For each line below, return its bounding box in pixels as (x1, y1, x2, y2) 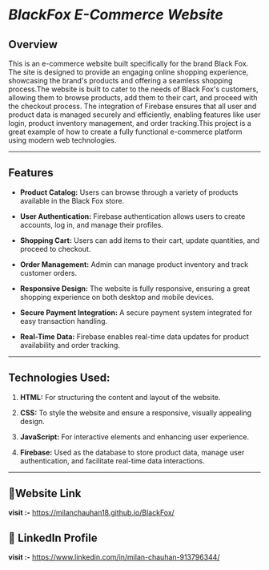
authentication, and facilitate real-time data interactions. (19, 455, 206, 466)
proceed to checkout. (19, 244, 91, 253)
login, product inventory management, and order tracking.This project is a (8, 119, 252, 127)
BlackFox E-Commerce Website (8, 6, 224, 24)
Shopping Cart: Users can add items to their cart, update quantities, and (19, 235, 260, 245)
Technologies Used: (8, 371, 110, 385)
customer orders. (19, 268, 78, 277)
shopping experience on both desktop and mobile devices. (19, 292, 215, 301)
